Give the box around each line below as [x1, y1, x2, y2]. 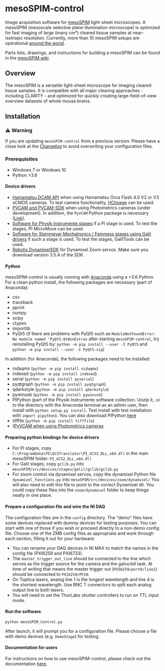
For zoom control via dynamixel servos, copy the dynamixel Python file [12, 471, 156, 478]
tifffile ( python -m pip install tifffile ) [12, 418, 95, 424]
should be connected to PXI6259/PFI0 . [12, 571, 90, 577]
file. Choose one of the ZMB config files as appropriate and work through [5, 530, 154, 536]
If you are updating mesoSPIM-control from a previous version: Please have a [5, 138, 160, 144]
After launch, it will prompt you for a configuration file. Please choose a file [5, 628, 157, 634]
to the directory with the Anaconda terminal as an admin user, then [12, 402, 148, 408]
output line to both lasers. [12, 587, 65, 593]
